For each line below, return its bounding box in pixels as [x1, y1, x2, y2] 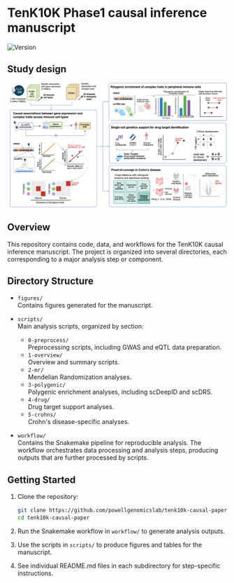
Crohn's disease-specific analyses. [27, 418, 130, 426]
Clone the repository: [17, 493, 79, 501]
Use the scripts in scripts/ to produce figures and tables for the [17, 540, 203, 549]
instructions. [17, 569, 54, 577]
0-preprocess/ [27, 337, 69, 344]
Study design [7, 63, 67, 75]
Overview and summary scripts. [27, 358, 120, 366]
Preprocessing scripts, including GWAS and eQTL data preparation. [27, 343, 222, 352]
